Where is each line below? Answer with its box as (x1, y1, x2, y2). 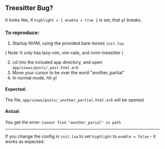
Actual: (5, 108, 21, 114)
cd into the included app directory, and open (12, 59, 102, 65)
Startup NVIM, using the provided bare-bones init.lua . (12, 40, 125, 46)
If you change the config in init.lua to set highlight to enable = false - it (5, 133, 156, 139)
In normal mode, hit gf (12, 75, 57, 81)
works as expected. (5, 138, 45, 144)
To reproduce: (5, 29, 40, 36)
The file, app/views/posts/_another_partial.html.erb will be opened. (5, 97, 145, 103)
